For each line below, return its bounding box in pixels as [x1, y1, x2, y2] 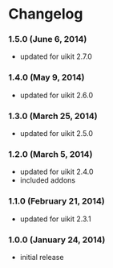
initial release [19, 252, 64, 262]
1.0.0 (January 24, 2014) [8, 234, 106, 245]
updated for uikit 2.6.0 [19, 90, 94, 100]
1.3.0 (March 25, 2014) [8, 110, 98, 122]
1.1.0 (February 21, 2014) [8, 196, 106, 207]
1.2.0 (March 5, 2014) [8, 149, 93, 159]
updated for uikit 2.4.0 [19, 167, 94, 177]
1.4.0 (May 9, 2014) [8, 72, 85, 83]
